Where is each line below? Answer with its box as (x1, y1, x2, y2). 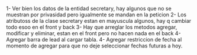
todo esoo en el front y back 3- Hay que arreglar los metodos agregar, (6, 23, 177, 30)
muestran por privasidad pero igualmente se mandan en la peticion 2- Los (6, 11, 187, 18)
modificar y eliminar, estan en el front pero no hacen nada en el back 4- (6, 30, 182, 37)
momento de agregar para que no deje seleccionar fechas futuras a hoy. (6, 42, 183, 49)
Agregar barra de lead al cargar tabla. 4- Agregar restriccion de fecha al (6, 36, 182, 43)
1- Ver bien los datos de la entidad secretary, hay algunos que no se (6, 5, 172, 12)
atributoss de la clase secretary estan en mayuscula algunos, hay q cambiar (6, 18, 192, 24)
